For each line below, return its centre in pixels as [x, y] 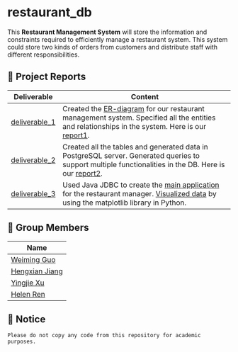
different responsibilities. [44, 55]
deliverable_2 [33, 160]
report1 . [76, 135]
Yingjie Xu [28, 283]
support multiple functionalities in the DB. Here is [144, 164]
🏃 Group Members [49, 228]
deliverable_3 [33, 193]
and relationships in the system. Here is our [135, 126]
